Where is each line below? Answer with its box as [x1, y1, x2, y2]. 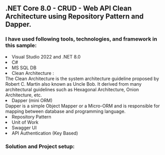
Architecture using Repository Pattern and [5, 12, 144, 21]
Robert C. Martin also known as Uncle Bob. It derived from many [5, 81, 142, 87]
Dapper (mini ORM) [12, 97, 53, 103]
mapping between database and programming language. [5, 108, 126, 114]
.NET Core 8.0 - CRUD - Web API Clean [5, 4, 132, 13]
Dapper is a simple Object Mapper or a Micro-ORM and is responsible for [5, 103, 160, 109]
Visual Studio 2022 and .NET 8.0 [12, 53, 81, 60]
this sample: [5, 42, 37, 49]
